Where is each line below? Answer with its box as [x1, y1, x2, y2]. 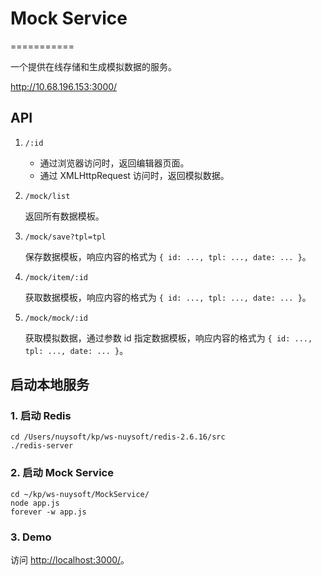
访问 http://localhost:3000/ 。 [10, 554, 130, 566]
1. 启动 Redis [10, 409, 72, 423]
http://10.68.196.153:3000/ [10, 80, 118, 92]
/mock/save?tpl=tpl [24, 232, 107, 242]
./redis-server [10, 441, 74, 451]
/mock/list [24, 191, 71, 201]
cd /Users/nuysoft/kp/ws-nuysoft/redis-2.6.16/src [10, 432, 226, 442]
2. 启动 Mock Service [10, 466, 114, 480]
